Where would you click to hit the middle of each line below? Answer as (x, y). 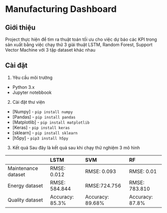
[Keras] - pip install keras (41, 127)
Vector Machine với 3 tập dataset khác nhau (50, 50)
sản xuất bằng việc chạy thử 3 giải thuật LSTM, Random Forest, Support (79, 45)
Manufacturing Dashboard (61, 9)
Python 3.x (23, 87)
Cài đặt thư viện (29, 102)
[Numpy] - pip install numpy (42, 111)
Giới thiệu (20, 28)
